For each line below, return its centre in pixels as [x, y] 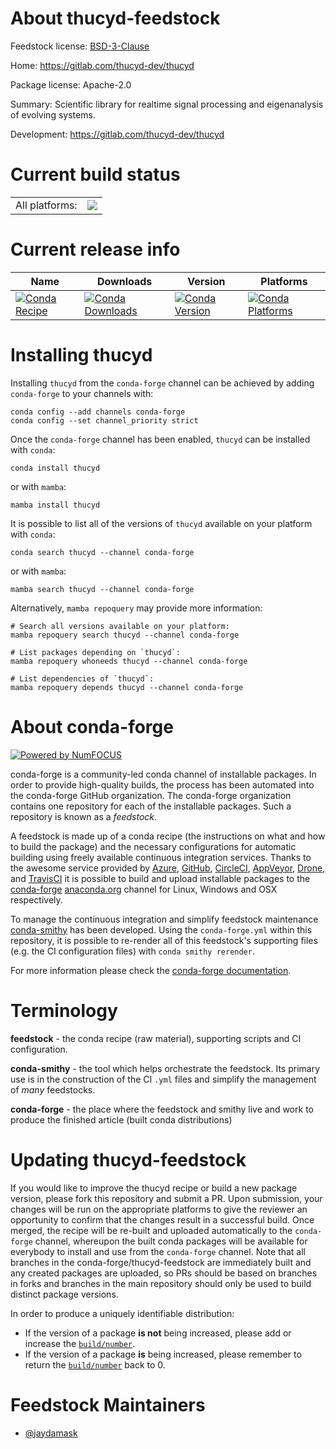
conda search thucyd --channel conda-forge [102, 552]
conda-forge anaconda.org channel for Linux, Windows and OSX [144, 889]
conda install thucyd [55, 468]
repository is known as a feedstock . [84, 816]
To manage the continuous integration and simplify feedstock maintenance [164, 919]
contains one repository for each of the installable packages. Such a [151, 806]
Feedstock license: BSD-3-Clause [80, 46]
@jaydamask [51, 1433]
